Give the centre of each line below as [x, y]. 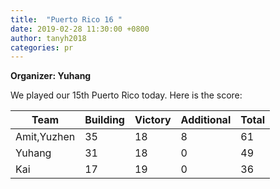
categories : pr [42, 47]
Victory [153, 120]
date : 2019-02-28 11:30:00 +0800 [80, 29]
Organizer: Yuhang [51, 76]
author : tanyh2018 [48, 38]
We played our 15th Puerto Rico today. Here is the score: [126, 95]
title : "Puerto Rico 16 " [66, 19]
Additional [206, 120]
